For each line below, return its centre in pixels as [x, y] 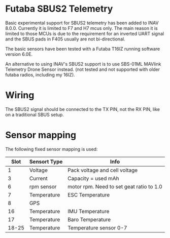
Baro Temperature [89, 219]
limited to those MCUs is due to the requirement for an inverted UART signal [84, 33]
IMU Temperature [89, 211]
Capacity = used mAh [93, 178]
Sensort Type [46, 162]
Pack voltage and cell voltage [103, 170]
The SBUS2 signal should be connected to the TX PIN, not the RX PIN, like [83, 109]
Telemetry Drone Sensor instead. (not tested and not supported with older [82, 69]
